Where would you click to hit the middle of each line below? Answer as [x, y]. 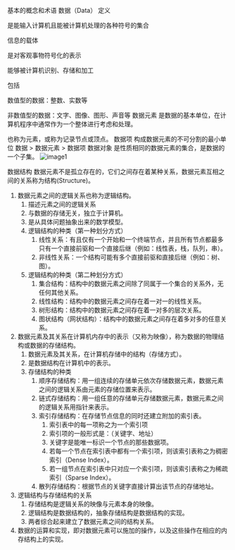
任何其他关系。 [60, 292]
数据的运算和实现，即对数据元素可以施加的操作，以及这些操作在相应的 [119, 530]
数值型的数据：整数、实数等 [47, 100]
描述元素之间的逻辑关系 [62, 204]
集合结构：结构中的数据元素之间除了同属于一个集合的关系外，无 [131, 283]
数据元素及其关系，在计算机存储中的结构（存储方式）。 [107, 354]
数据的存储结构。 [55, 345]
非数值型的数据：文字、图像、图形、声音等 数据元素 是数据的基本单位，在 [114, 115]
